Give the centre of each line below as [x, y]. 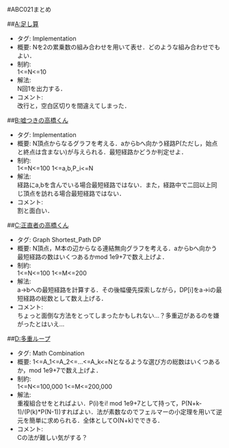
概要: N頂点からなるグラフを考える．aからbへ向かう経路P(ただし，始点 [117, 143]
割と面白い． [35, 211]
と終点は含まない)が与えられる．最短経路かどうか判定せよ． [102, 152]
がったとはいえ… [41, 324]
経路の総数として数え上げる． [65, 298]
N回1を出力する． [42, 88]
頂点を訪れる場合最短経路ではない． [74, 194]
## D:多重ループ [29, 338]
